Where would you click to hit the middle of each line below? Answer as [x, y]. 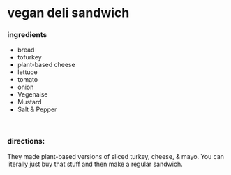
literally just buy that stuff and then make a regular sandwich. [95, 164]
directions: [26, 141]
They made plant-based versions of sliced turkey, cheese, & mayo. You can [116, 156]
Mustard [29, 102]
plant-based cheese [46, 65]
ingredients [27, 35]
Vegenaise [32, 94]
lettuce [27, 72]
